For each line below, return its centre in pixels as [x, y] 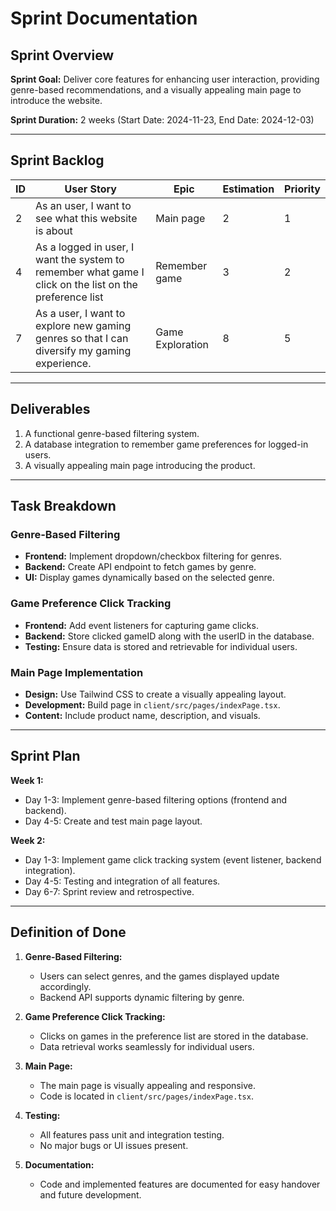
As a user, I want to [80, 313]
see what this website [86, 218]
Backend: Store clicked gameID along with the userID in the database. [169, 636]
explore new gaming [83, 325]
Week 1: [27, 780]
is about [54, 230]
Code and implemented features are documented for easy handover [180, 1184]
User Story [90, 189]
